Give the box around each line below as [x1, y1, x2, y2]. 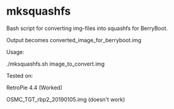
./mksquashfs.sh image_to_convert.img [6, 60, 105, 67]
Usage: [6, 48, 24, 56]
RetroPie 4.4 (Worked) [6, 84, 63, 91]
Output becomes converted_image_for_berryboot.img [6, 36, 142, 43]
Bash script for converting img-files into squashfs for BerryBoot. [6, 24, 168, 32]
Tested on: [6, 72, 34, 79]
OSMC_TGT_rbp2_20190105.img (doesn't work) [6, 96, 125, 103]
